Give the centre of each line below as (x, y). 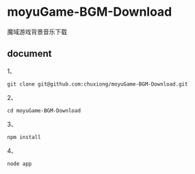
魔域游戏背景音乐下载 (37, 32)
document (29, 54)
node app (19, 164)
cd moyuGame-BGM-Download (44, 110)
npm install (24, 137)
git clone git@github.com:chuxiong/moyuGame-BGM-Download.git (97, 84)
